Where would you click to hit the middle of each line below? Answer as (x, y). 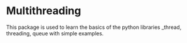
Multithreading (44, 11)
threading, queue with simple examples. (55, 33)
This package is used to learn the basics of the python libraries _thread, (94, 27)
